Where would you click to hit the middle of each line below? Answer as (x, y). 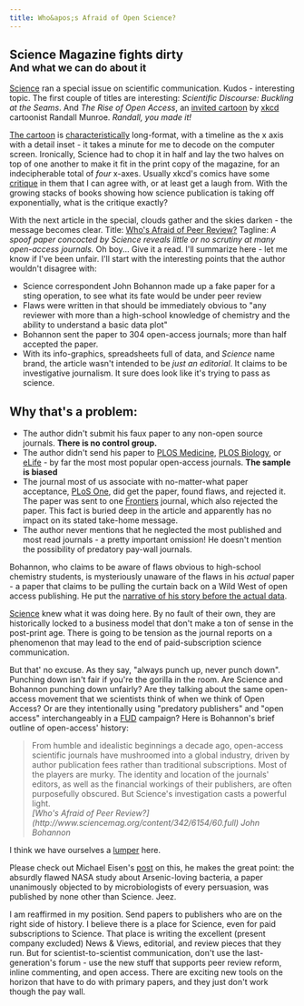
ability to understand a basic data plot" (95, 325)
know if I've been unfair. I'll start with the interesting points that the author (147, 259)
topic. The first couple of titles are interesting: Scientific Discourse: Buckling (152, 98)
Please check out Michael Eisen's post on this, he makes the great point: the (152, 868)
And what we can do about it (78, 68)
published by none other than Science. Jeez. (93, 897)
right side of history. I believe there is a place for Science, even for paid (143, 924)
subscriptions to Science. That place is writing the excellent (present (137, 934)
